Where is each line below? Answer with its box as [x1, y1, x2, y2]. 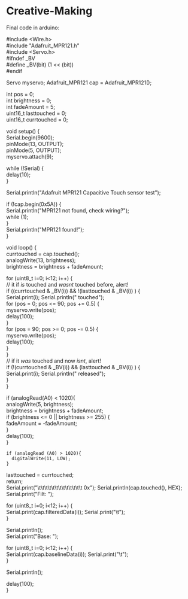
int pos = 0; [6, 90, 35, 98]
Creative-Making [6, 4, 93, 18]
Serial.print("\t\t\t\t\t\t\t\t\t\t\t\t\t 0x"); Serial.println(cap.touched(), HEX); [6, 484, 183, 491]
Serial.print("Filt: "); [6, 490, 54, 497]
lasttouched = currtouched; [6, 471, 74, 478]
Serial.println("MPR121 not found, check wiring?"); [6, 206, 130, 214]
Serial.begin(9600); [6, 133, 54, 141]
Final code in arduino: [6, 24, 60, 31]
